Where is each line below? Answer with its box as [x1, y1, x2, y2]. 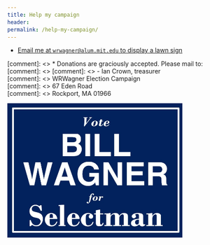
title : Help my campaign [7, 11, 80, 18]
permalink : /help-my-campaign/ [7, 26, 99, 33]
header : [7, 18, 30, 26]
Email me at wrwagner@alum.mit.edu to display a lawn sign [17, 46, 183, 55]
